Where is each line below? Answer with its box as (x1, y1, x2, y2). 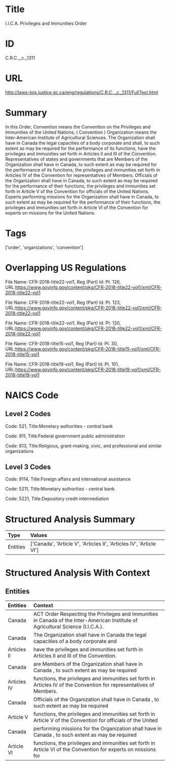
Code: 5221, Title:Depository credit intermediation (5, 496, 109, 502)
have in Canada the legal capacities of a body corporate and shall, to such (5, 140, 160, 146)
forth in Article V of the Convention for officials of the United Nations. (5, 188, 150, 194)
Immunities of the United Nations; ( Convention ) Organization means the (5, 129, 157, 135)
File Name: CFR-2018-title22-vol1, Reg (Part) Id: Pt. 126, (5, 278, 121, 285)
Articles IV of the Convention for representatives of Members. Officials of (5, 172, 158, 178)
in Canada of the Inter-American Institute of (33, 617, 138, 624)
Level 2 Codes (5, 410, 51, 418)
